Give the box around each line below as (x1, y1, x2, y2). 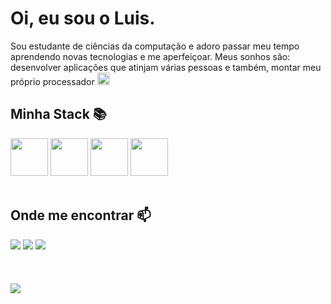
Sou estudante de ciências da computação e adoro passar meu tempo (10, 40, 300, 52)
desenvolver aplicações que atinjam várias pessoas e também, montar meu (10, 61, 322, 73)
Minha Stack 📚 (10, 106, 107, 123)
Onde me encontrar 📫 (10, 207, 152, 224)
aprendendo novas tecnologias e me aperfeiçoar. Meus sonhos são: (10, 50, 291, 62)
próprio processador (10, 75, 95, 87)
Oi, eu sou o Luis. (10, 7, 156, 30)
